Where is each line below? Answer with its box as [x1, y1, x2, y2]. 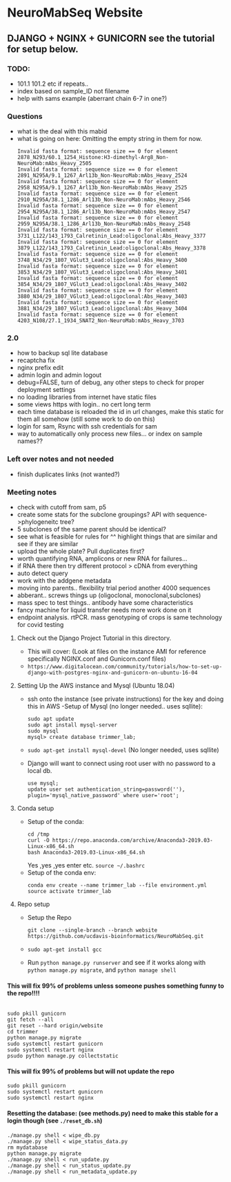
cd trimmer [7, 1029, 39, 1035]
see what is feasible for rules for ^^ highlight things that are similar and [17, 532, 218, 541]
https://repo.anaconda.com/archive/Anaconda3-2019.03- [52, 837, 214, 844]
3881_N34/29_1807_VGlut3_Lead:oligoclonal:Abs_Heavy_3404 [17, 306, 188, 312]
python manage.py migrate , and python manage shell [27, 966, 177, 974]
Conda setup [17, 804, 54, 813]
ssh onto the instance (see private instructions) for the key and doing [27, 695, 224, 703]
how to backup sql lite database [17, 349, 108, 357]
